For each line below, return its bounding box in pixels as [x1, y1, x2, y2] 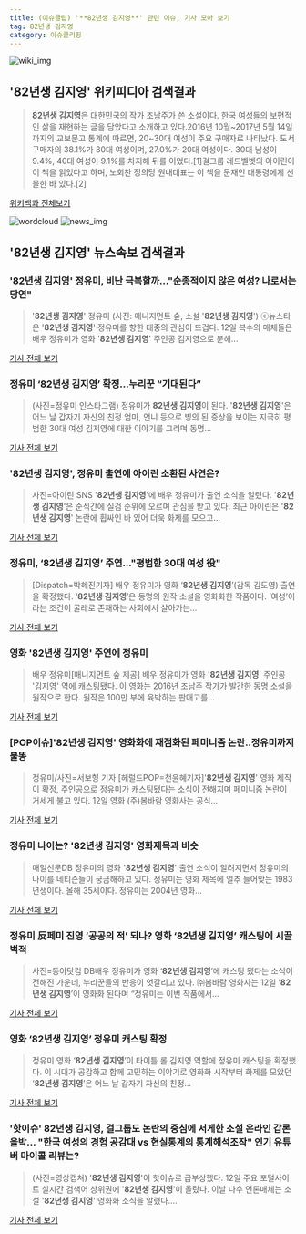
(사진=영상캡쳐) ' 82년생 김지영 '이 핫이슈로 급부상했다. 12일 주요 [31, 1172, 258, 1183]
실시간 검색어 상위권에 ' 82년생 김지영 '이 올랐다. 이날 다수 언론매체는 [41, 1183, 282, 1195]
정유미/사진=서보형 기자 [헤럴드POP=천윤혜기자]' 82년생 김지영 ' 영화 [31, 773, 275, 783]
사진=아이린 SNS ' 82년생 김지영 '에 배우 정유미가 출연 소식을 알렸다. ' [31, 490, 277, 501]
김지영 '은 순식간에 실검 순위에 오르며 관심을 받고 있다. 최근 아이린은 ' [40, 501, 284, 512]
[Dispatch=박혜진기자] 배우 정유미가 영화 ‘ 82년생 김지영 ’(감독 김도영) [31, 579, 280, 590]
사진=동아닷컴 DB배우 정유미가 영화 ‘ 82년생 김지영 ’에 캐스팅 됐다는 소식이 [31, 965, 293, 976]
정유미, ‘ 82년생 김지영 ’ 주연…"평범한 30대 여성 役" [9, 557, 221, 570]
